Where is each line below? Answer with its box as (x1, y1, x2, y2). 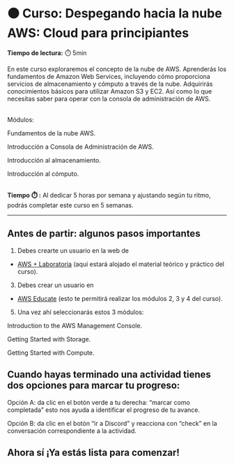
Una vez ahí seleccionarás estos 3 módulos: (17, 308, 144, 316)
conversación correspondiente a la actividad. (7, 427, 137, 435)
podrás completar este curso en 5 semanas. (7, 200, 134, 209)
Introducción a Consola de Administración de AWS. (7, 142, 155, 151)
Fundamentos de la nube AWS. (7, 128, 96, 137)
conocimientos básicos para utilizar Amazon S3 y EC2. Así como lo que (7, 87, 212, 95)
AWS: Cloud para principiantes (7, 25, 189, 41)
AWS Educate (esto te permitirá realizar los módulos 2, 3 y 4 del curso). (17, 294, 223, 302)
